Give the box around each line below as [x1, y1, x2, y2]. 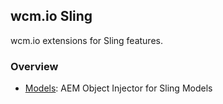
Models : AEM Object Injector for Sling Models [24, 82, 213, 94]
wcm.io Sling [10, 8, 93, 25]
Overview [10, 59, 59, 73]
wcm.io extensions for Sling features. [10, 34, 163, 46]
